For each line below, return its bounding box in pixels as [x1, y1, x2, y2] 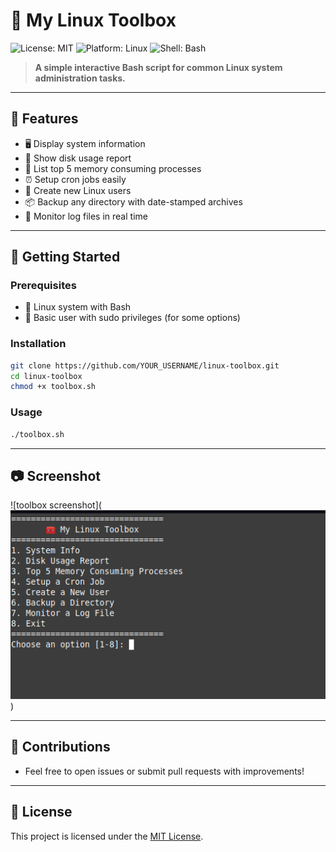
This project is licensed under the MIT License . [10, 830, 204, 842]
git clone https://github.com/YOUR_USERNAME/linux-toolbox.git [10, 360, 280, 371]
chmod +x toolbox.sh [10, 382, 97, 392]
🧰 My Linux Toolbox [10, 9, 177, 32]
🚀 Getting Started [10, 249, 121, 266]
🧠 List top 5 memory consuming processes [24, 162, 202, 174]
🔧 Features [10, 110, 79, 128]
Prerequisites [10, 279, 77, 293]
